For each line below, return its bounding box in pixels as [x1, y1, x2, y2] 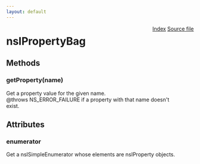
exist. [6, 102, 20, 109]
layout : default [6, 8, 46, 15]
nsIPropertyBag [6, 34, 86, 48]
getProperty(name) [6, 76, 64, 84]
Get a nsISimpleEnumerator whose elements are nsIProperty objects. [6, 151, 176, 158]
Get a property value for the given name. [6, 89, 106, 97]
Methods [6, 58, 40, 69]
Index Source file [152, 25, 194, 32]
